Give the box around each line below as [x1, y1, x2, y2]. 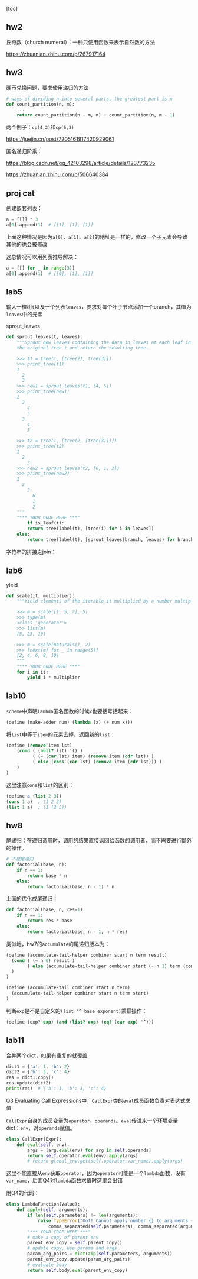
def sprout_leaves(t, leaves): [6, 334, 83, 340]
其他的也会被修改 [6, 241, 48, 248]
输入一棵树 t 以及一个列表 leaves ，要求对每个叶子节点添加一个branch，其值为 [6, 303, 192, 310]
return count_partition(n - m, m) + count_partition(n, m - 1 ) [16, 112, 176, 118]
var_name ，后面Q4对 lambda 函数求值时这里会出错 [6, 1177, 123, 1184]
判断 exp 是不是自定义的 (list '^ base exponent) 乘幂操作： [6, 1007, 147, 1014]
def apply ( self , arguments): [16, 1207, 88, 1213]
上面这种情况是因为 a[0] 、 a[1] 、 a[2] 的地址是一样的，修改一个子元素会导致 [6, 233, 187, 240]
